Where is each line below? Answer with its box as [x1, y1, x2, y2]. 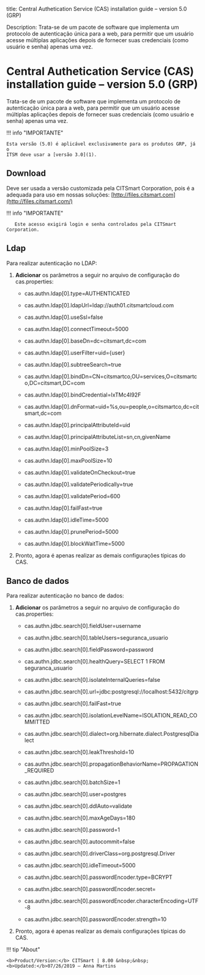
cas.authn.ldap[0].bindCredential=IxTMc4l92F [24, 391, 141, 398]
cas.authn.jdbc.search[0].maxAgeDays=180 [24, 814, 136, 822]
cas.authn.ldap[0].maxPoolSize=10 [24, 457, 113, 464]
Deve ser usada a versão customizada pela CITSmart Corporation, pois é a [6, 184, 195, 192]
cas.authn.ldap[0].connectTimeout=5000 [24, 325, 129, 332]
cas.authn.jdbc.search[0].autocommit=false [24, 838, 135, 845]
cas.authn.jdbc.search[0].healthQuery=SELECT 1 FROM [24, 658, 165, 665]
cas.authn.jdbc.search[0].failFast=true [24, 700, 121, 708]
